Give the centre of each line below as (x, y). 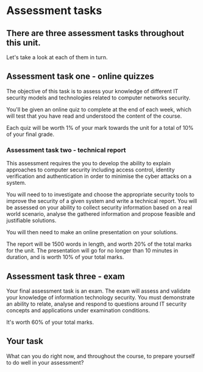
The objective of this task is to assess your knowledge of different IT (92, 91)
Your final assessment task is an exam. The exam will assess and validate (98, 291)
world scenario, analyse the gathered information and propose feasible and (101, 214)
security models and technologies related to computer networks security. (98, 98)
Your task (25, 341)
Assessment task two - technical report (66, 150)
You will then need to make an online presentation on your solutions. (92, 232)
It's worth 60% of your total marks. (50, 322)
